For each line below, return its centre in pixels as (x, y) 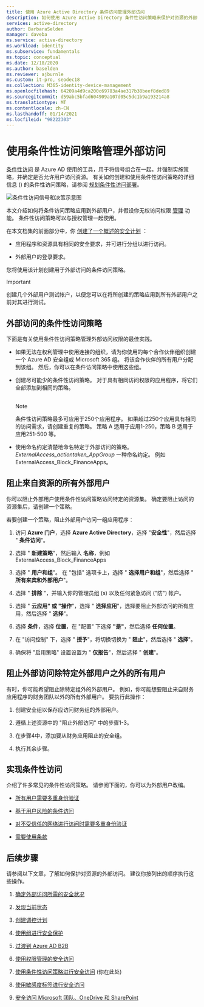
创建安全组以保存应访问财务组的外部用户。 (68, 709)
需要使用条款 (31, 837)
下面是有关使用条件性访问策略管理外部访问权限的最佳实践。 (81, 339)
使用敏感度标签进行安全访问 (50, 985)
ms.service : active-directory (45, 40)
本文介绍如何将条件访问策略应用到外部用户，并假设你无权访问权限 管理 (95, 211)
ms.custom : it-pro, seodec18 (43, 80)
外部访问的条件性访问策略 (54, 323)
